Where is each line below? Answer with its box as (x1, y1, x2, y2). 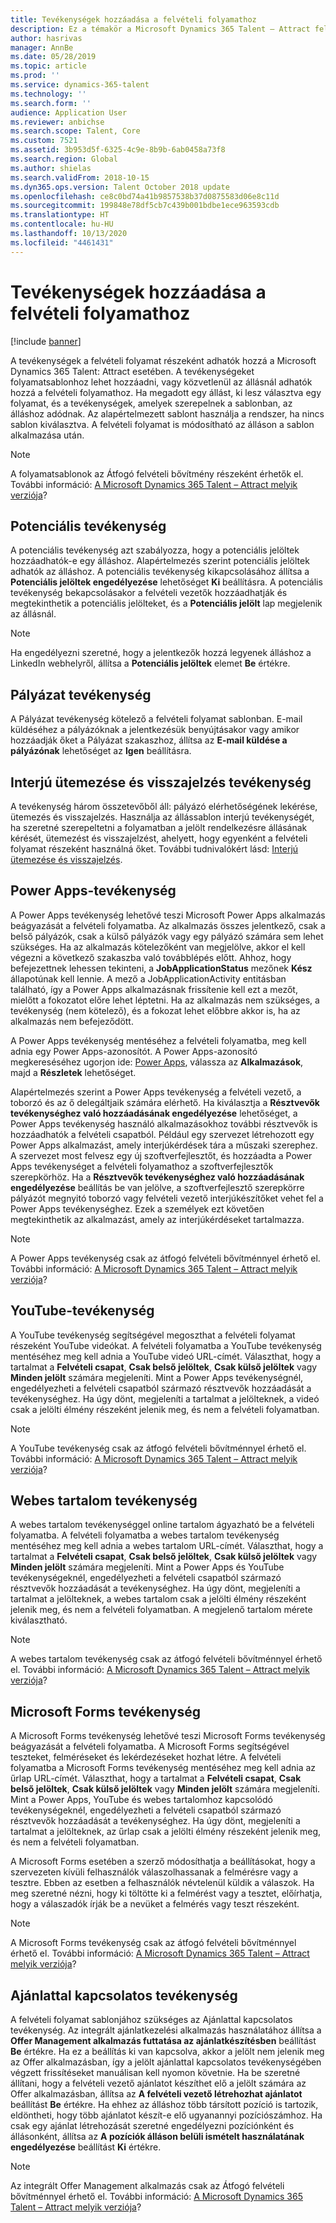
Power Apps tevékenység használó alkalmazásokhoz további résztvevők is (10, 1117, 318, 1130)
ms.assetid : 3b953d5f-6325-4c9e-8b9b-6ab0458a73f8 (10, 145, 226, 155)
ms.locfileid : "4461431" (10, 237, 114, 248)
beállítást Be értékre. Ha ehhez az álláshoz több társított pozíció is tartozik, (10, 2099, 319, 2111)
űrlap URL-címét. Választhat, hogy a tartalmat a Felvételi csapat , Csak (10, 1772, 302, 1785)
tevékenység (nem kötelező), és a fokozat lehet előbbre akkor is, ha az (10, 1004, 301, 1016)
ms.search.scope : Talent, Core (10, 126, 141, 136)
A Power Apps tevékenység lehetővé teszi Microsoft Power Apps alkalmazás (10, 909, 326, 921)
